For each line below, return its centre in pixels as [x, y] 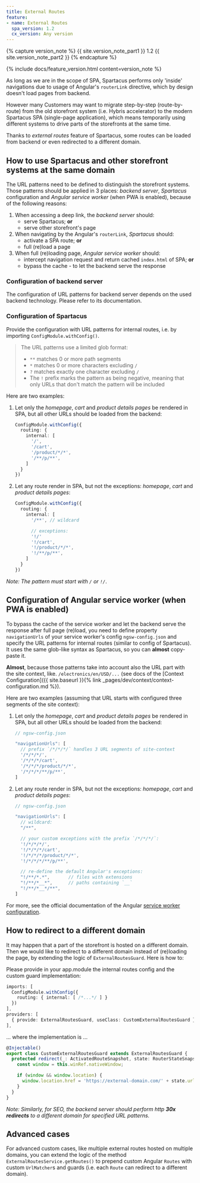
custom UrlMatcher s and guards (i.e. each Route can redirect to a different [97, 1167]
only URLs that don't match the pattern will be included [97, 384]
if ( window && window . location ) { [60, 1075]
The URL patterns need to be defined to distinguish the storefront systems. [98, 184]
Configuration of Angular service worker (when [96, 600]
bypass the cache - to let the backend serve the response [95, 266]
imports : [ [20, 987]
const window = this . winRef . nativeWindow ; [70, 1065]
